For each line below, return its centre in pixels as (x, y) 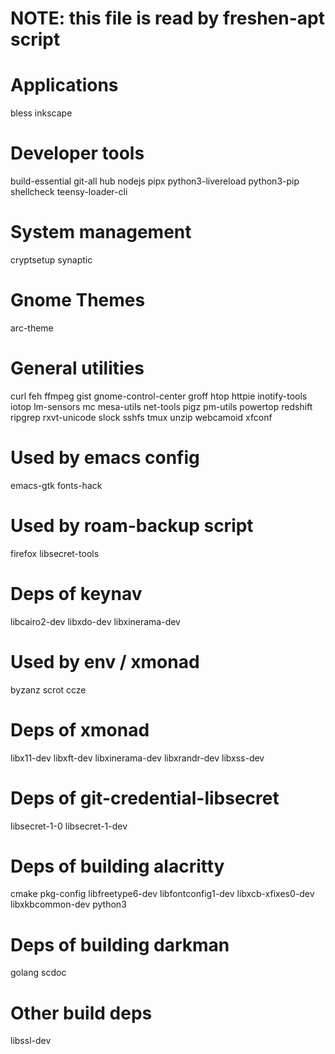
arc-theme (32, 328)
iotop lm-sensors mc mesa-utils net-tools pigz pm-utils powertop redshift (161, 406)
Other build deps (81, 1013)
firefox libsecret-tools (55, 553)
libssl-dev (31, 1041)
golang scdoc (38, 973)
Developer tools (77, 153)
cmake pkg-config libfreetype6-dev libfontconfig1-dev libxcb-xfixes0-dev (162, 894)
